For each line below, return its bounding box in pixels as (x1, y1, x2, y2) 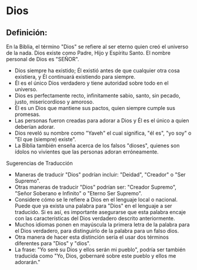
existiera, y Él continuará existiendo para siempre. (14, 74, 136, 80)
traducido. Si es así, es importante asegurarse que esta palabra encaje (14, 209, 186, 215)
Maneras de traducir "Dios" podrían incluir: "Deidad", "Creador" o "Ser (14, 171, 186, 178)
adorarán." (14, 259, 41, 265)
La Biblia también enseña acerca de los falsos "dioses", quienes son (14, 142, 180, 149)
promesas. (14, 111, 41, 118)
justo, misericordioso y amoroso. (14, 98, 94, 105)
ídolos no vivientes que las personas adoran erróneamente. (14, 148, 159, 155)
